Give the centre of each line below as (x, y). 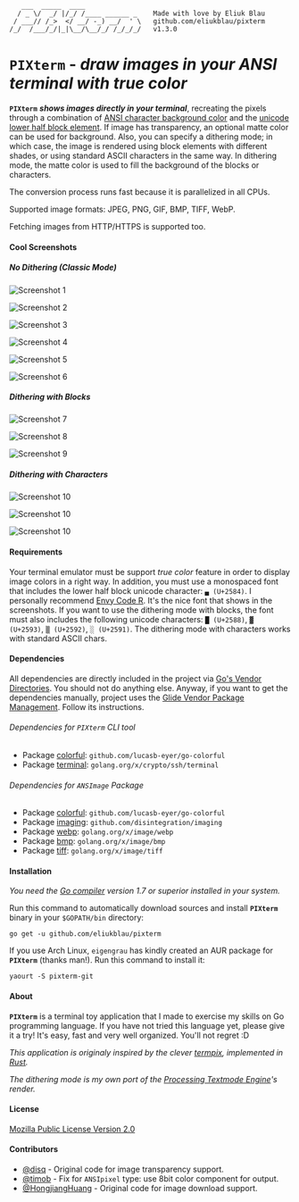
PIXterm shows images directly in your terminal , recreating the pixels (138, 108)
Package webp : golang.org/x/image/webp (98, 831)
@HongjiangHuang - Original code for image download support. (140, 1189)
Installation (30, 871)
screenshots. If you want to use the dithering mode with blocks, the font (141, 610)
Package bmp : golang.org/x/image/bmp (94, 841)
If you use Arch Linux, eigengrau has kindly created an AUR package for (141, 951)
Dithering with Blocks (50, 397)
